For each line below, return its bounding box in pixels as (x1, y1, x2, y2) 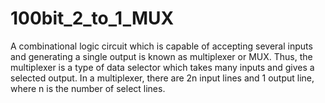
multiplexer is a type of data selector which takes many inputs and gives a (10, 61, 315, 73)
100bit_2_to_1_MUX (10, 7, 175, 30)
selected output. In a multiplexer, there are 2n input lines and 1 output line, (10, 72, 315, 84)
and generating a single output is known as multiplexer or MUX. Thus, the (10, 50, 313, 62)
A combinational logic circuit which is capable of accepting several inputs (10, 40, 313, 52)
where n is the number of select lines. (10, 82, 166, 94)
